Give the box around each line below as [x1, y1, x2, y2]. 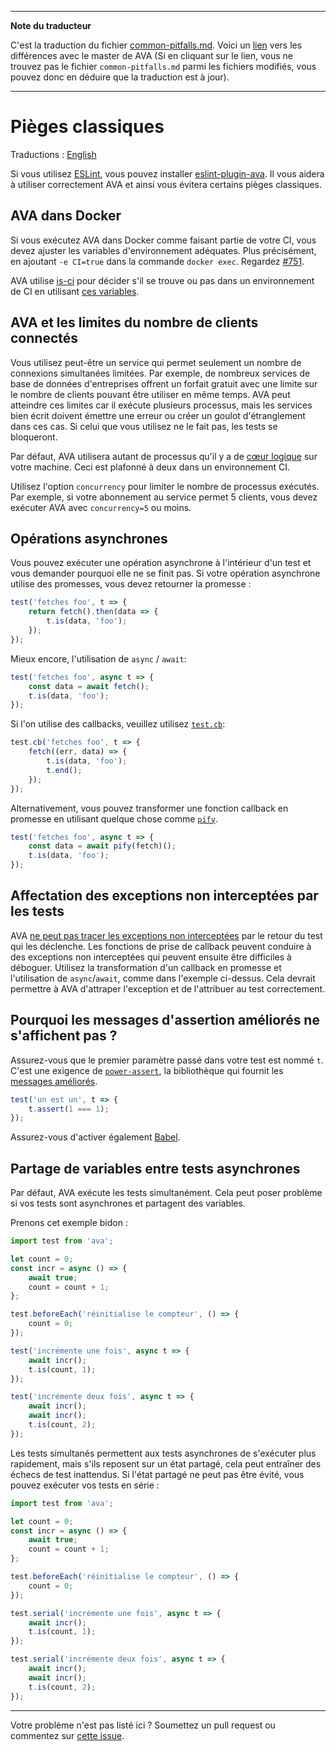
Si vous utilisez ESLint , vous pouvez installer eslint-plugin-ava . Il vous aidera [10, 167, 325, 180]
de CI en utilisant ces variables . [10, 285, 140, 297]
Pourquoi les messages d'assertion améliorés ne [10, 1012, 320, 1029]
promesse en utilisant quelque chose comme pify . [10, 812, 218, 825]
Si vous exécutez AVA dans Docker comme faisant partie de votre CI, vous [10, 234, 317, 246]
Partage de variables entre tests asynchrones [10, 1160, 301, 1177]
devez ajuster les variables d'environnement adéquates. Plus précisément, [10, 244, 317, 256]
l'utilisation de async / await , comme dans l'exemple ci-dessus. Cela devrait [10, 972, 316, 984]
